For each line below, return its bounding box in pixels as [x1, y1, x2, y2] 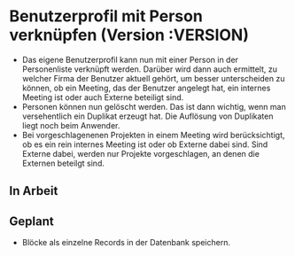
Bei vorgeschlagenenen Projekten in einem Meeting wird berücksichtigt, [21, 129, 285, 140]
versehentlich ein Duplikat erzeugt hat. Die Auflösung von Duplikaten [21, 111, 274, 121]
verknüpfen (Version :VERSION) [9, 25, 250, 45]
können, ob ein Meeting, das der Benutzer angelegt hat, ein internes [21, 82, 271, 93]
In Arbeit [9, 183, 58, 198]
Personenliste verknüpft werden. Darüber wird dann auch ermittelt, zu [21, 64, 277, 74]
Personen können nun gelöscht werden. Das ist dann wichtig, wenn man [21, 101, 286, 112]
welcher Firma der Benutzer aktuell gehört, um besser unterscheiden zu [21, 73, 285, 83]
